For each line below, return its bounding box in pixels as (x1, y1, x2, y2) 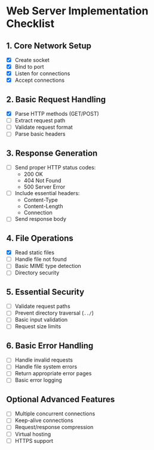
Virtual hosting (14, 430, 51, 437)
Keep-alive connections (14, 417, 73, 424)
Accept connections (14, 76, 64, 84)
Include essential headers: (14, 190, 80, 197)
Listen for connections (14, 70, 70, 77)
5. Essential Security (6, 286, 85, 297)
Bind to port (14, 63, 44, 70)
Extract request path (14, 117, 66, 124)
